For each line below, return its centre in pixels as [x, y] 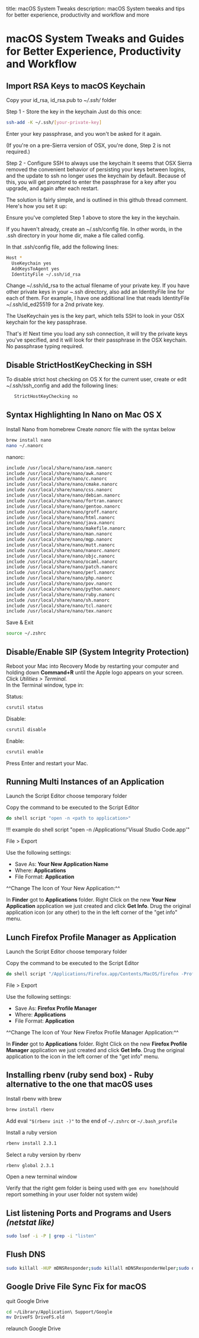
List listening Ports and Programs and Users [89, 1213]
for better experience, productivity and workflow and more [78, 15]
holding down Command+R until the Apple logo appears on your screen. [95, 672]
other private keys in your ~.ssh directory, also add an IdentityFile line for [95, 292]
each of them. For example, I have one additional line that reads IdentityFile [98, 298]
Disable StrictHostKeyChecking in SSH [79, 365]
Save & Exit [20, 623]
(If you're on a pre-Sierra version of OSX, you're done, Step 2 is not [88, 145]
